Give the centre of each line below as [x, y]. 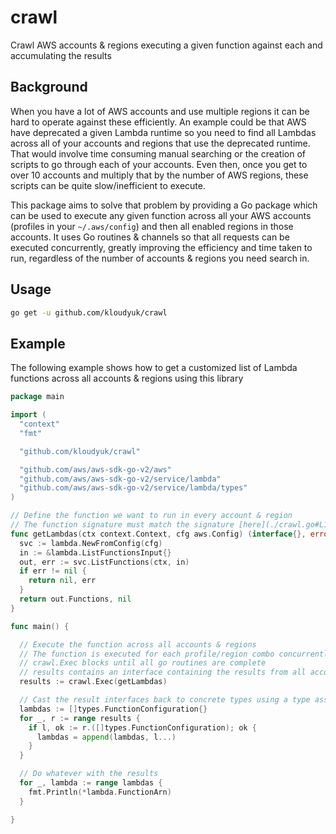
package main [37, 397]
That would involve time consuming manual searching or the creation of [158, 153]
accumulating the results [61, 55]
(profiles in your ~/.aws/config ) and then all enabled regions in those [152, 226]
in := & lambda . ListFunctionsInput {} [95, 552]
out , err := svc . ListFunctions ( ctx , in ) [104, 562]
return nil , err [62, 581]
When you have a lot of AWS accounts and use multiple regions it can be [160, 111]
